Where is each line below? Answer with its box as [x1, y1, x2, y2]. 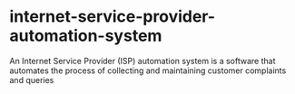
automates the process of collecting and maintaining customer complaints [9, 65, 287, 76]
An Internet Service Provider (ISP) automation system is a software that [9, 55, 276, 66]
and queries [9, 74, 54, 85]
